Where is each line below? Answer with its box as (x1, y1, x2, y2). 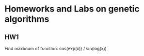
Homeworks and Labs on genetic (4, 3, 140, 14)
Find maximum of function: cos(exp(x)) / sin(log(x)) (4, 46, 107, 51)
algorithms (4, 14, 49, 25)
